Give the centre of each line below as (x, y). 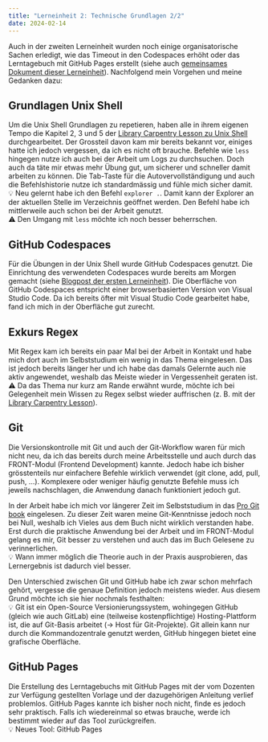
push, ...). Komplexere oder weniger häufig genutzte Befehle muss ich (124, 481)
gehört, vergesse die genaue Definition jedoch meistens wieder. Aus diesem (134, 590)
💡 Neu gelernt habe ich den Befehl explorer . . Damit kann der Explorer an (131, 193)
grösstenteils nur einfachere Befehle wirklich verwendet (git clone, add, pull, (134, 473)
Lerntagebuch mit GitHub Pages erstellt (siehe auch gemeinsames (118, 63)
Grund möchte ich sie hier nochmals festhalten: (87, 598)
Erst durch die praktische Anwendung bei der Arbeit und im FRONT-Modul (131, 531)
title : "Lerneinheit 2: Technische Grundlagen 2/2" (96, 16)
